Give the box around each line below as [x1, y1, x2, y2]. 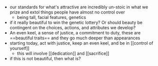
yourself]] [9, 46, 30, 51]
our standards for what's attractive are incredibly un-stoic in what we [9, 4, 148, 10]
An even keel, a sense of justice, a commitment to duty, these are [9, 30, 141, 35]
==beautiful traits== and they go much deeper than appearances [9, 35, 140, 41]
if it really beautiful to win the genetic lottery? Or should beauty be [9, 19, 142, 25]
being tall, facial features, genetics [17, 15, 87, 20]
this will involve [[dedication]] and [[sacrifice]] [17, 50, 109, 56]
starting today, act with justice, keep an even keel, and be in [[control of [9, 40, 154, 46]
